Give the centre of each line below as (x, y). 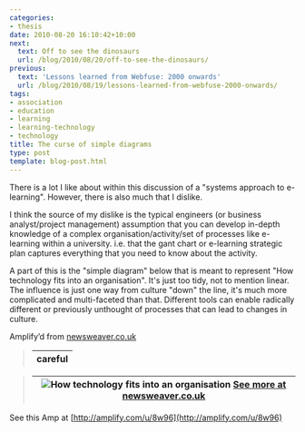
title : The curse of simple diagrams (81, 144)
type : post (30, 152)
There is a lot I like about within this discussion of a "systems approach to (147, 187)
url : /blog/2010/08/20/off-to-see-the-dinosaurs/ (113, 60)
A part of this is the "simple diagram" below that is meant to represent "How (152, 270)
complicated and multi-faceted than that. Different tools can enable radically (152, 299)
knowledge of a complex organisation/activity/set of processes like (135, 233)
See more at (260, 384)
